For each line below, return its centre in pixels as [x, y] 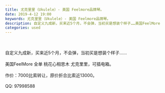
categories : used [23, 28]
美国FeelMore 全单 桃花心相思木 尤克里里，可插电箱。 [59, 64]
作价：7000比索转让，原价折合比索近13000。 [51, 75]
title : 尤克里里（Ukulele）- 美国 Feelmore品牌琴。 [55, 10]
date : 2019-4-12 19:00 [28, 14]
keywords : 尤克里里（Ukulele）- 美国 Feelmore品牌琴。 [58, 19]
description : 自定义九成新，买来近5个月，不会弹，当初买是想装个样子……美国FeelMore [83, 23]
